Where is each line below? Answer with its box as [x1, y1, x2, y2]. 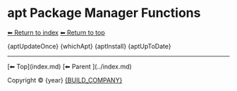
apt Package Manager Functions [7, 5, 201, 21]
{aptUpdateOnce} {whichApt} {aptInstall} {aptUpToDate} [7, 42, 171, 50]
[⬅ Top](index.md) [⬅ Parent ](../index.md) [7, 62, 132, 71]
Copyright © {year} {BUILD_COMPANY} [7, 75, 123, 84]
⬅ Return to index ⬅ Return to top [7, 28, 106, 37]
